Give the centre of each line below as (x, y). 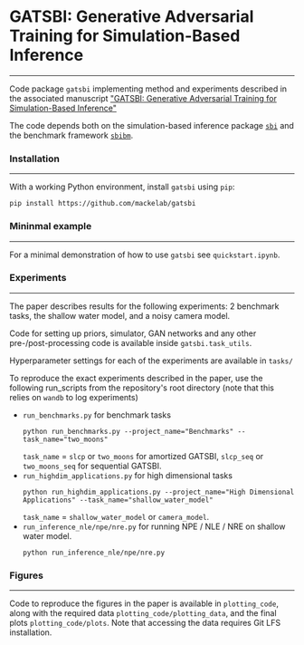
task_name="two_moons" (65, 439)
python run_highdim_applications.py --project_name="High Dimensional (158, 492)
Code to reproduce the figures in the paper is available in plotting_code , (144, 603)
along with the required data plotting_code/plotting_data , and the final (143, 613)
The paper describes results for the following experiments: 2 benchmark (144, 306)
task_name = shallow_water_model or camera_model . (116, 516)
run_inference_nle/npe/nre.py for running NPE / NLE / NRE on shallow (154, 526)
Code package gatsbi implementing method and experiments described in (148, 89)
